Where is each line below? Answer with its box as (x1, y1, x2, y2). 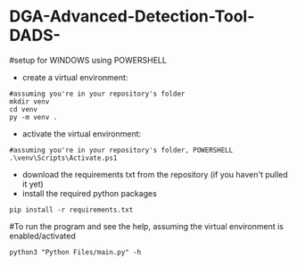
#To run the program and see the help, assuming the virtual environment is (9, 220, 284, 231)
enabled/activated (9, 230, 76, 241)
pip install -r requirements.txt (9, 205, 134, 214)
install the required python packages (21, 187, 158, 198)
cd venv (9, 104, 38, 113)
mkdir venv (9, 96, 50, 106)
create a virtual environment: (21, 71, 128, 82)
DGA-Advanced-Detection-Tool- (9, 6, 255, 27)
